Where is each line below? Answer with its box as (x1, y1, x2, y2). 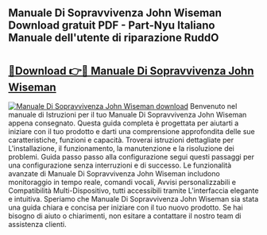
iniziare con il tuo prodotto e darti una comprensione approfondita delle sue (8, 127, 256, 136)
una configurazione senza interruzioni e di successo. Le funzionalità (8, 160, 232, 170)
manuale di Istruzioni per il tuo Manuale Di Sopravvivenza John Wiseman (8, 110, 247, 119)
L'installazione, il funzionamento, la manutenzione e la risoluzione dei (8, 144, 234, 153)
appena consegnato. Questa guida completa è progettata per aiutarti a (8, 118, 239, 128)
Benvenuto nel (190, 102, 238, 110)
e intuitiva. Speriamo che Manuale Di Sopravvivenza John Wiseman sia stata (8, 195, 259, 203)
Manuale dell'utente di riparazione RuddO (8, 31, 219, 44)
